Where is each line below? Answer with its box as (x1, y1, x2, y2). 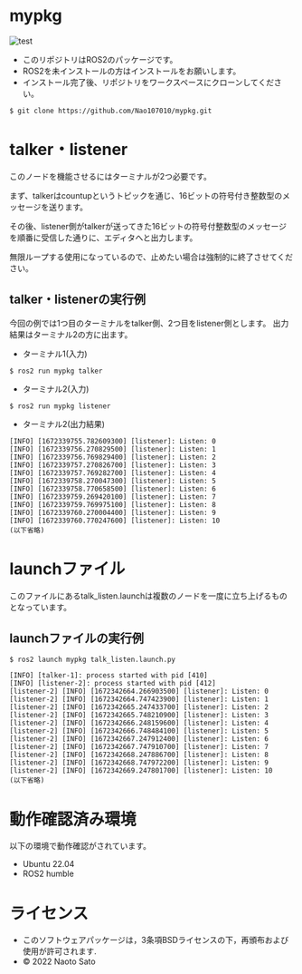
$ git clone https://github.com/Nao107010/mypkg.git (9, 106, 212, 115)
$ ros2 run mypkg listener (9, 401, 111, 411)
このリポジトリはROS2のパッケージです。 (22, 54, 178, 64)
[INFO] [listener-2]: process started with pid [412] (9, 679, 217, 688)
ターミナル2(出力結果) (22, 418, 106, 429)
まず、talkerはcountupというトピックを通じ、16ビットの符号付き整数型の (9, 190, 283, 200)
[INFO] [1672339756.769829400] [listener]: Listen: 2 (9, 453, 217, 462)
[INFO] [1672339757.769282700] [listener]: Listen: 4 (9, 468, 217, 477)
